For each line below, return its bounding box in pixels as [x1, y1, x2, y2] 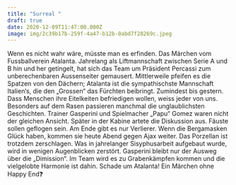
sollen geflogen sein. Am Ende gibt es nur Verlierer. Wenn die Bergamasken [7, 124, 228, 133]
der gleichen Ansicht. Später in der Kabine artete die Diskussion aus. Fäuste [7, 117, 228, 126]
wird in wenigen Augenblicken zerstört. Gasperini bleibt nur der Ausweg [7, 147, 217, 155]
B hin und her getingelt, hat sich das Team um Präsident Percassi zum [7, 64, 211, 73]
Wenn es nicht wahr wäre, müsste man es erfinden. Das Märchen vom [7, 49, 212, 58]
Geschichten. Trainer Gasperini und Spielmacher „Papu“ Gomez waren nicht [7, 109, 229, 118]
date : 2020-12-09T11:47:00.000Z [7, 23, 102, 30]
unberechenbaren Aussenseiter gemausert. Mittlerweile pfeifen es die [7, 72, 211, 80]
